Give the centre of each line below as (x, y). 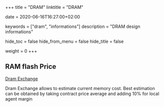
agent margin (19, 99)
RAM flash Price (31, 67)
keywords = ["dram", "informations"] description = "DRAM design (73, 26)
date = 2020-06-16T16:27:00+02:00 (43, 17)
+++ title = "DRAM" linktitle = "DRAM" (44, 7)
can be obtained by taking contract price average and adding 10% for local (82, 94)
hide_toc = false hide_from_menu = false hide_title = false (64, 41)
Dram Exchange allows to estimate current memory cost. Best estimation (80, 88)
